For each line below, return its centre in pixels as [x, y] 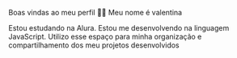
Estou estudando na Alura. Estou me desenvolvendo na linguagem [119, 28]
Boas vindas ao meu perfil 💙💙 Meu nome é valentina [95, 12]
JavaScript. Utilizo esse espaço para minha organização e [105, 37]
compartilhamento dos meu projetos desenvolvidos [94, 45]
